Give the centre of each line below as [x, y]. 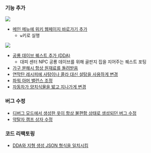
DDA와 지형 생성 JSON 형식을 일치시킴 [50, 145]
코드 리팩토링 [20, 133]
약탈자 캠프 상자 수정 [32, 119]
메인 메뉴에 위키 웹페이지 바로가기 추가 [50, 29]
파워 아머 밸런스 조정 [32, 81]
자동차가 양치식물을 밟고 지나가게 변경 [49, 87]
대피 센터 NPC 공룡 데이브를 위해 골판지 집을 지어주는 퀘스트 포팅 [83, 62]
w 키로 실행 [30, 36]
